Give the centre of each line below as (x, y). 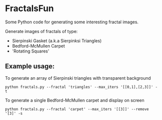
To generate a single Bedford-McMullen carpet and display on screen (75, 100)
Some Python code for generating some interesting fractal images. (72, 22)
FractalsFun (29, 9)
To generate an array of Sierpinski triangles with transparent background (78, 78)
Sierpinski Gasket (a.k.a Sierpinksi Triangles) (57, 41)
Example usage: (30, 66)
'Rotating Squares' (31, 51)
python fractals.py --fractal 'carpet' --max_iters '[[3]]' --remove (77, 109)
